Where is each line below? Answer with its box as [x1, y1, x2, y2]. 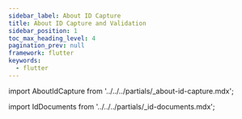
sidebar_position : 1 [8, 27, 79, 35]
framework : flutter [8, 49, 74, 57]
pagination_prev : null [8, 42, 85, 50]
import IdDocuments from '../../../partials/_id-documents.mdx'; [8, 101, 215, 111]
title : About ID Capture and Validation [8, 19, 147, 27]
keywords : [8, 57, 42, 65]
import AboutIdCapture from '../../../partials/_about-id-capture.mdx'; [8, 86, 235, 96]
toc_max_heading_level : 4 [8, 34, 96, 43]
